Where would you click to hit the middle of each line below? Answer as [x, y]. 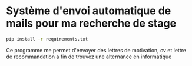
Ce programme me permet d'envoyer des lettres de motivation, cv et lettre [96, 50]
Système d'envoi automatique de [89, 11]
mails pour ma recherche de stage [91, 23]
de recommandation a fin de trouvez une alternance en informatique [89, 57]
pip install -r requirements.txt [47, 39]
